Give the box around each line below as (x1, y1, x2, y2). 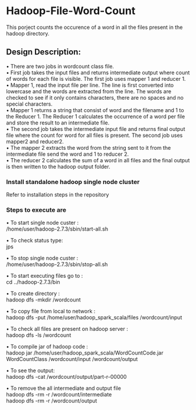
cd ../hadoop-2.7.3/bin (6, 278, 60, 286)
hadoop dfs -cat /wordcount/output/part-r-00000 (6, 373, 127, 381)
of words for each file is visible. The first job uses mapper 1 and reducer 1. (6, 75, 186, 82)
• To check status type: (6, 237, 63, 244)
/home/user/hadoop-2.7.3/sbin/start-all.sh (6, 225, 108, 232)
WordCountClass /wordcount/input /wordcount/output (6, 356, 138, 363)
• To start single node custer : (6, 219, 79, 227)
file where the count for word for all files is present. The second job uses (6, 132, 183, 139)
